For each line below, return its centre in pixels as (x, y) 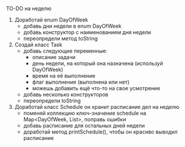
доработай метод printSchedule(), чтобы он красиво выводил (100, 132)
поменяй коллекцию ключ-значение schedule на (85, 113)
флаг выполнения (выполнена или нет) (81, 82)
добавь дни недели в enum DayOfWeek (72, 26)
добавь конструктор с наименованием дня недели (87, 32)
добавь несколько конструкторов (66, 94)
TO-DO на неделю (29, 8)
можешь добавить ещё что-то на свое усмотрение (96, 88)
